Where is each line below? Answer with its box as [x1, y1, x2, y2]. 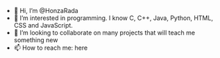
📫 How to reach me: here [13, 43, 88, 52]
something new [13, 36, 58, 44]
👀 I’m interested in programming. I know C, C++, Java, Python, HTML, [13, 14, 214, 22]
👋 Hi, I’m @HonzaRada [13, 7, 78, 14]
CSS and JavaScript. [13, 21, 73, 29]
